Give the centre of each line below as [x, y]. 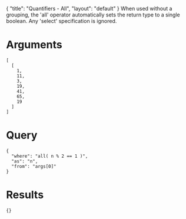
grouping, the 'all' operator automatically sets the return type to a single [93, 15]
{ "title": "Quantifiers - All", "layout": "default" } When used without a [89, 9]
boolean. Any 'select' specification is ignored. [62, 21]
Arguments [34, 45]
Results [25, 195]
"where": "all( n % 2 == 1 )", [50, 156]
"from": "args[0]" [34, 166]
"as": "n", [25, 161]
